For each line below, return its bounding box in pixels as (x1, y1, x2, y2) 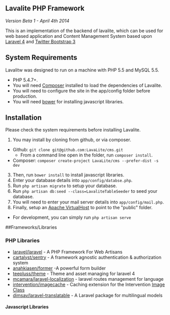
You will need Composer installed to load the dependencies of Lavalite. (12, 82, 162, 88)
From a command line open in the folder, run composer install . (20, 152, 153, 158)
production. (12, 93, 37, 99)
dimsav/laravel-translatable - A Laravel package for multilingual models (12, 292, 163, 298)
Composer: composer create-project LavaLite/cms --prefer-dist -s (12, 157, 159, 164)
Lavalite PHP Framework (5, 4, 85, 13)
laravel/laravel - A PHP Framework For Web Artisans (12, 249, 123, 255)
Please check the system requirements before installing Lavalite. (5, 127, 141, 133)
